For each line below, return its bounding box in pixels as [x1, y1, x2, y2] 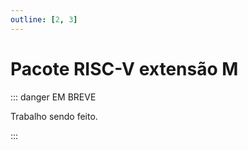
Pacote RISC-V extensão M [10, 57, 239, 80]
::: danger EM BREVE [10, 91, 97, 103]
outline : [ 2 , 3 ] [10, 14, 78, 25]
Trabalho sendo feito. [10, 110, 98, 122]
